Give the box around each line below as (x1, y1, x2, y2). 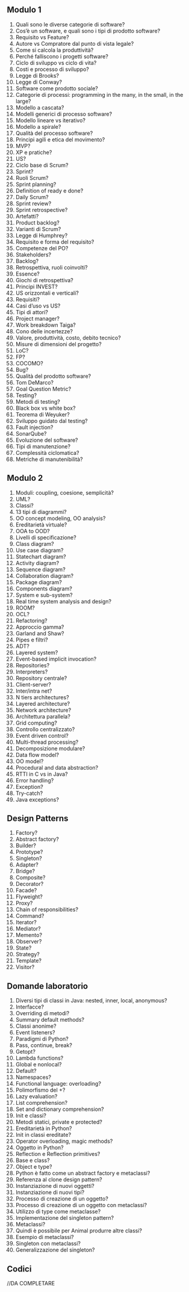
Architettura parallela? (15, 712, 71, 720)
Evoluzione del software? (15, 436, 78, 444)
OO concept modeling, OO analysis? (15, 515, 106, 522)
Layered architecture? (15, 700, 70, 707)
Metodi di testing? (15, 398, 61, 405)
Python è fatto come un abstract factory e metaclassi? (15, 1170, 150, 1177)
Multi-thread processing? (15, 738, 79, 746)
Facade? (15, 887, 37, 894)
